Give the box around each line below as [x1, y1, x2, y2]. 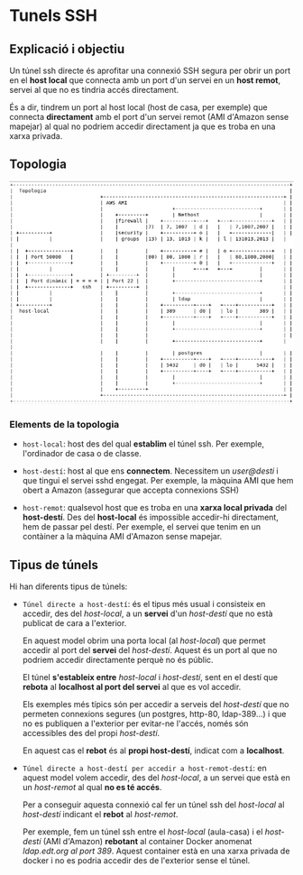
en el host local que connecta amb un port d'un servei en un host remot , [9, 75, 281, 86]
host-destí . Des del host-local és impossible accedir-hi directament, [22, 511, 280, 523]
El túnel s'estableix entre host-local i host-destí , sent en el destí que [22, 671, 278, 682]
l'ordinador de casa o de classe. [22, 448, 142, 459]
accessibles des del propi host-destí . [22, 727, 161, 738]
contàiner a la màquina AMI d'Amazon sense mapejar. [22, 531, 223, 542]
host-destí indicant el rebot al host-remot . [22, 808, 179, 819]
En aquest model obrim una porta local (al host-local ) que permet [22, 635, 266, 646]
